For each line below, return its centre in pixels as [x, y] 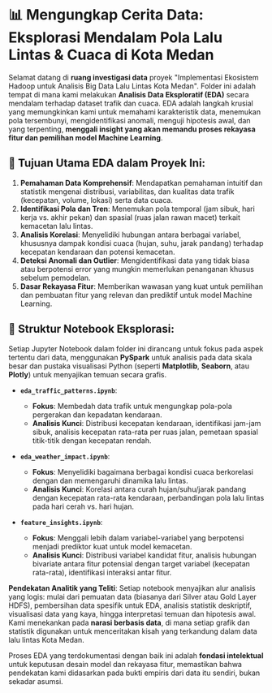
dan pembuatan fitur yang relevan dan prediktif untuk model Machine [136, 295]
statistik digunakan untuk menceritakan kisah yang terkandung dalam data [133, 631]
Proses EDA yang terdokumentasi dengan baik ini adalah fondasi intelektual [136, 655]
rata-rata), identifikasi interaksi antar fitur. [102, 572]
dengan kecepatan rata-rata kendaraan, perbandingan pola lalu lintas [148, 497]
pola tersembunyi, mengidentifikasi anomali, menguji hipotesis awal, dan [130, 120]
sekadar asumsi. [36, 681]
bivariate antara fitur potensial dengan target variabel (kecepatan [141, 563]
